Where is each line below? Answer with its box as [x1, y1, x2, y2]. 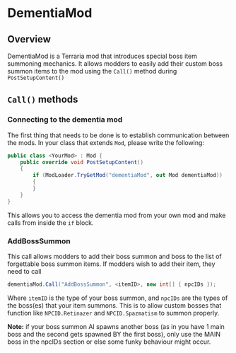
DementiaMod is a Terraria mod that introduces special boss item [7, 52, 198, 60]
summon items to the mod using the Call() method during [7, 67, 177, 75]
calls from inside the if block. [7, 218, 94, 227]
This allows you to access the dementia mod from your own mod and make [7, 211, 226, 219]
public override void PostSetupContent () [20, 158, 143, 166]
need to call [7, 267, 42, 275]
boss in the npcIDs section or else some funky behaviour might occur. [7, 337, 211, 346]
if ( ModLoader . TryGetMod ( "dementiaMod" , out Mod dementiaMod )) [33, 172, 223, 179]
